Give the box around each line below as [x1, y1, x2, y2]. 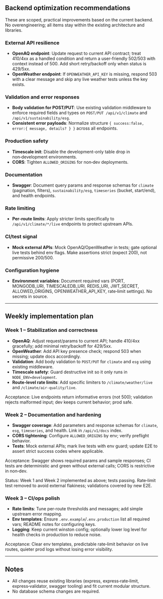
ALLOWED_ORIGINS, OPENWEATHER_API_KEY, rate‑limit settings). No [12, 288, 153, 294]
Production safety [5, 137, 49, 144]
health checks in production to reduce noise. [12, 532, 102, 538]
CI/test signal [5, 233, 37, 240]
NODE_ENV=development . [12, 374, 57, 380]
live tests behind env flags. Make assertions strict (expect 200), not [12, 250, 147, 255]
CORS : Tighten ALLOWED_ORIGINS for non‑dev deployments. [12, 159, 129, 165]
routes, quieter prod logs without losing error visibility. [5, 546, 113, 552]
